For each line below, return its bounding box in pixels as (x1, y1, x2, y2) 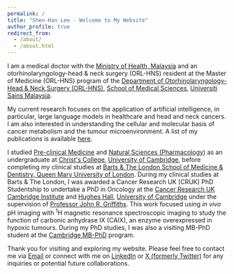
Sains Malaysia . (7, 91, 52, 100)
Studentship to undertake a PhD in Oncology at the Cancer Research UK (7, 185, 215, 193)
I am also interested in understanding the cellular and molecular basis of (7, 120, 215, 128)
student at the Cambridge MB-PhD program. (7, 231, 135, 239)
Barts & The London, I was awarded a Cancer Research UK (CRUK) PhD (7, 178, 214, 185)
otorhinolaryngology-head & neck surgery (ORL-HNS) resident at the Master (7, 69, 227, 77)
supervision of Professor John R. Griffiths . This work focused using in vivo (7, 200, 221, 208)
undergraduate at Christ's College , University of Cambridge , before (7, 155, 201, 164)
